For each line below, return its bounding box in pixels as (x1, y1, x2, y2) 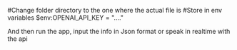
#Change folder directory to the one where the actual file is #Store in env (7, 6, 223, 14)
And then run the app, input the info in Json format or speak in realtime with (7, 27, 231, 35)
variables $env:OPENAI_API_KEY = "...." (7, 13, 123, 22)
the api (7, 35, 28, 43)
